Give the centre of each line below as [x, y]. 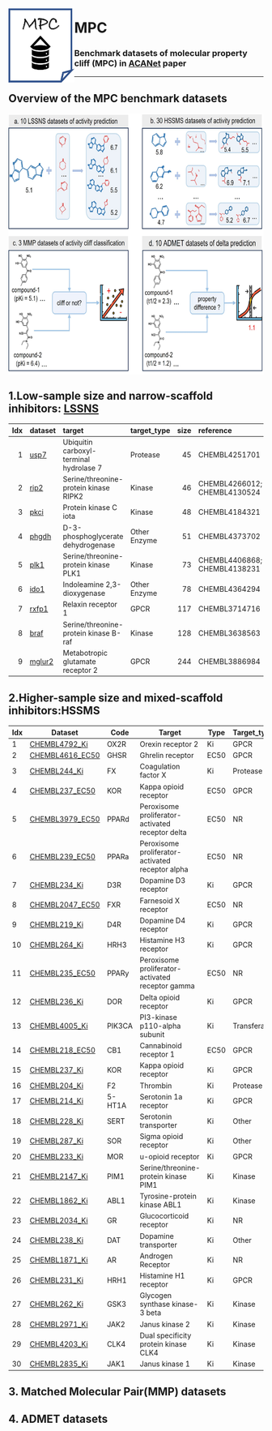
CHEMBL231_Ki [56, 1280]
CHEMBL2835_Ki [59, 1364]
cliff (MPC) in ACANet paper [130, 63]
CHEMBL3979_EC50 [65, 819]
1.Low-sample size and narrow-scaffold [110, 396]
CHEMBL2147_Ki [59, 1176]
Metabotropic [85, 653]
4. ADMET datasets [58, 1419]
